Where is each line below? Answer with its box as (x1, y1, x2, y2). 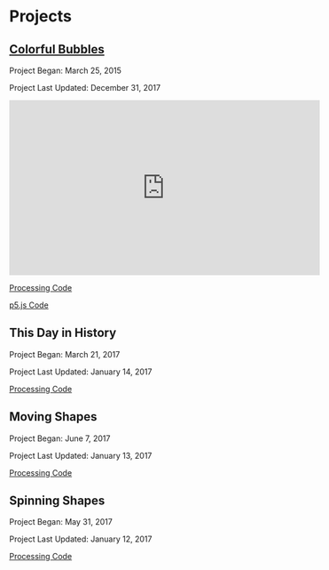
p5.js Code (9, 300, 49, 310)
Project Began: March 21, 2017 (9, 349, 121, 359)
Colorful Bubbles (9, 42, 105, 57)
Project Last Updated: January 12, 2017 (9, 534, 153, 544)
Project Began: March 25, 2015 (9, 65, 122, 76)
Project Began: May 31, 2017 (9, 517, 113, 527)
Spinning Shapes (9, 494, 106, 509)
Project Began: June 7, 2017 (9, 433, 111, 444)
